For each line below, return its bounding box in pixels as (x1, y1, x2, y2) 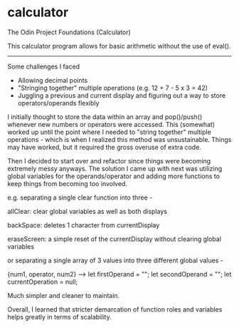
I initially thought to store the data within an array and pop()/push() (7, 112, 203, 121)
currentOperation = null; (7, 277, 78, 286)
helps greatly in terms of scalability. (7, 312, 112, 321)
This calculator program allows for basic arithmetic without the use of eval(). (7, 41, 231, 50)
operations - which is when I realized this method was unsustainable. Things (7, 135, 232, 143)
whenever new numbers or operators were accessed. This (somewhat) (7, 120, 216, 128)
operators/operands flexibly (17, 98, 100, 107)
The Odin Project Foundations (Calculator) (7, 28, 132, 36)
